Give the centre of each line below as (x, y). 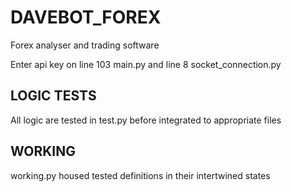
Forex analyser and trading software (85, 45)
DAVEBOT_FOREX (86, 17)
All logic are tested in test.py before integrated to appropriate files (146, 120)
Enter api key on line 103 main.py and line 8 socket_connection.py (146, 64)
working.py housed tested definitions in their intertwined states (140, 175)
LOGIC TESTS (53, 96)
